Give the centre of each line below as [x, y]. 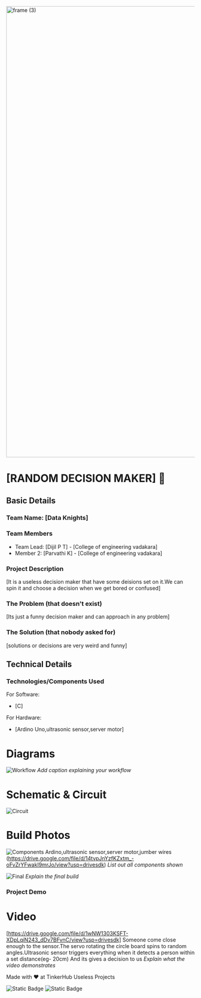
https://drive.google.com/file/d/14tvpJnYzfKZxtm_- [71, 859]
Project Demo [26, 892]
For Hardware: [24, 718]
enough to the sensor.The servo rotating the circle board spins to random [97, 946]
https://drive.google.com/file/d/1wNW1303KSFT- [68, 934]
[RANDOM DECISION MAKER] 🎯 [86, 478]
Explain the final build [52, 877]
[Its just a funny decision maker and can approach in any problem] [88, 617]
